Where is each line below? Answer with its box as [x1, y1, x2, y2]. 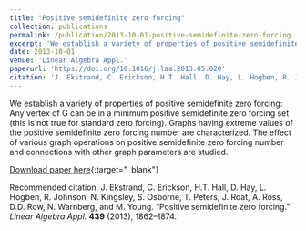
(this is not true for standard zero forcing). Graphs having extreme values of [9, 117, 293, 128]
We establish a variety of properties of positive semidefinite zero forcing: [9, 98, 283, 109]
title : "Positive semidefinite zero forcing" [9, 13, 185, 23]
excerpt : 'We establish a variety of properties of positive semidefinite [9, 38, 300, 48]
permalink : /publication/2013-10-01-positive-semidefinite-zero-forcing [9, 30, 291, 39]
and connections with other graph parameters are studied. [9, 146, 229, 157]
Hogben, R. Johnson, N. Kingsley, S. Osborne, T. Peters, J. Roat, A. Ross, [9, 191, 284, 202]
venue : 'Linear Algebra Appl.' [9, 56, 128, 65]
